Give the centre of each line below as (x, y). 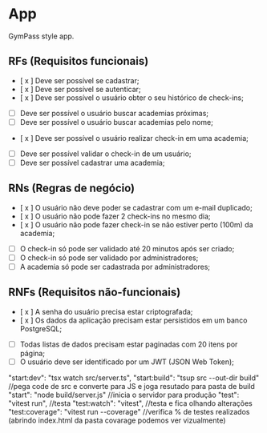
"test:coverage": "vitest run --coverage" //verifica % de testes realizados (129, 411)
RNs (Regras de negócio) (71, 188)
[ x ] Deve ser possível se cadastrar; (79, 80)
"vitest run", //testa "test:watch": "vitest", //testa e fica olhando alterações (130, 403)
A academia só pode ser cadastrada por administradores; (115, 267)
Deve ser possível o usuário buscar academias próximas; (114, 113)
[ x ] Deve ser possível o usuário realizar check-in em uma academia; (134, 138)
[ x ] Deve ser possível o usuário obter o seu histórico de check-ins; (132, 98)
